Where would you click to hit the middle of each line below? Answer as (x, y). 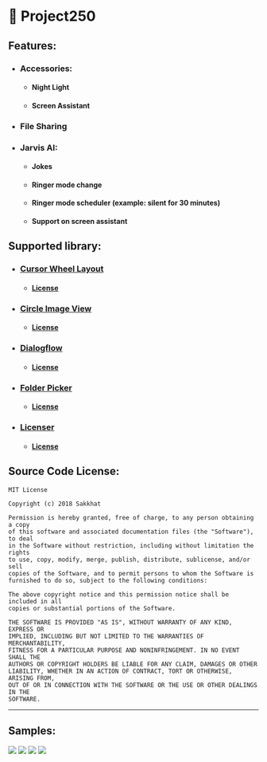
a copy (19, 524)
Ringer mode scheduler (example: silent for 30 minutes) (126, 203)
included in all (35, 601)
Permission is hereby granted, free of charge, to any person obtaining (131, 517)
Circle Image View (56, 308)
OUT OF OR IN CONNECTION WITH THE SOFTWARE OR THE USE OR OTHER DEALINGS (133, 685)
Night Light (50, 88)
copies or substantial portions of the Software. (92, 608)
